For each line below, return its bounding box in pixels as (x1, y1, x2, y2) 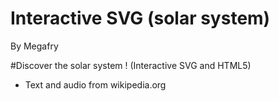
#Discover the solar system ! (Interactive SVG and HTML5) (10, 59, 252, 71)
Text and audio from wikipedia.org (24, 78, 167, 91)
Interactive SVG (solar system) (10, 7, 271, 30)
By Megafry (10, 40, 59, 52)
